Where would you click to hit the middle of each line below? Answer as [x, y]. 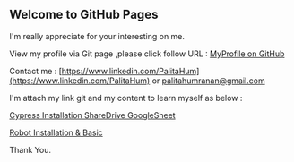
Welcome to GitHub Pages [84, 15]
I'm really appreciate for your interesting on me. [97, 36]
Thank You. [30, 149]
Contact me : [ [36, 71]
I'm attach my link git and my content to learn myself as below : [126, 98]
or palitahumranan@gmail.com [209, 81]
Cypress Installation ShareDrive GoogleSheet [93, 115]
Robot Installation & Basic [56, 132]
